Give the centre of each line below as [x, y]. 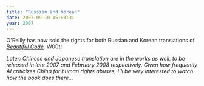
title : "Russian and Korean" [43, 12]
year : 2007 [20, 23]
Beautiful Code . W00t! [34, 47]
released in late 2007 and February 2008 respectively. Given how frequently [102, 65]
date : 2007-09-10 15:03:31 [40, 18]
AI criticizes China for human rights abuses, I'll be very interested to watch [100, 71]
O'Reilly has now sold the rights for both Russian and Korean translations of [101, 41]
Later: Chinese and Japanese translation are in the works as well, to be [96, 59]
